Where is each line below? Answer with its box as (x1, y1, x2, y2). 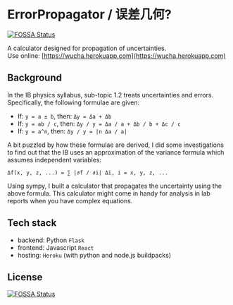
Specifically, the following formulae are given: (7, 98, 140, 107)
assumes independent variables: (7, 155, 102, 164)
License (7, 271, 43, 283)
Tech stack (7, 217, 57, 229)
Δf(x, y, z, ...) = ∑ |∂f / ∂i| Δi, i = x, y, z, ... (7, 169, 169, 177)
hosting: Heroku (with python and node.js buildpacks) (17, 251, 171, 259)
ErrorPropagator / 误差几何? (7, 6, 172, 23)
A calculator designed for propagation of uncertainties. (7, 44, 167, 52)
